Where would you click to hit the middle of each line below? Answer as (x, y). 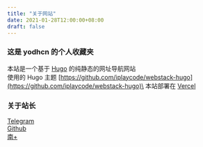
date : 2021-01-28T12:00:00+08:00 (56, 20)
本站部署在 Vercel (170, 86)
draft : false (26, 26)
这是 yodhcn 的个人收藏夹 (50, 52)
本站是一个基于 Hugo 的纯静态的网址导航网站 (72, 68)
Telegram (21, 121)
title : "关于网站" (32, 14)
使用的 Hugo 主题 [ (34, 77)
